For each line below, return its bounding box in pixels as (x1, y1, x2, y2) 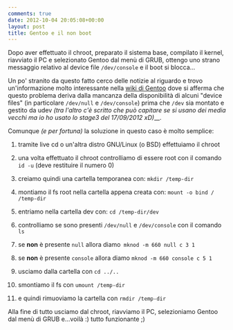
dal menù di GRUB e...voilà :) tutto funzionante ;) (8, 315, 146, 323)
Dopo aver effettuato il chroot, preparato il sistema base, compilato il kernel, (8, 49, 224, 57)
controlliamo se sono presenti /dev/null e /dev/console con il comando (17, 221, 222, 229)
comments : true (8, 10, 52, 17)
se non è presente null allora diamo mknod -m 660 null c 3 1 (17, 241, 196, 249)
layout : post (8, 23, 46, 30)
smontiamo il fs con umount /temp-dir (17, 281, 125, 289)
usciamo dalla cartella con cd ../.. (17, 268, 120, 276)
